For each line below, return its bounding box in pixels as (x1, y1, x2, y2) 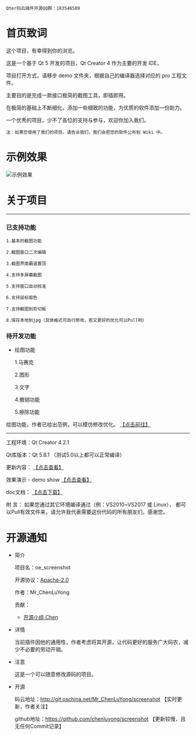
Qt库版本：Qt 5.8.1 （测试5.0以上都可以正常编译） (6, 451, 125, 458)
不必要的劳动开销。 (19, 646, 66, 653)
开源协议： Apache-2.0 (14, 576, 69, 583)
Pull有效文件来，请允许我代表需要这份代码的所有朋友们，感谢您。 (10, 509, 168, 516)
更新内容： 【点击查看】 (6, 464, 64, 471)
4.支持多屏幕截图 (6, 272, 42, 278)
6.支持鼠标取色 (6, 295, 38, 301)
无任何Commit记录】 (14, 723, 64, 730)
